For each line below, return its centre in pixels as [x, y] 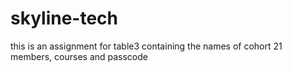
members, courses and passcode [79, 56]
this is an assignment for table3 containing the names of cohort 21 [146, 46]
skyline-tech [64, 18]
